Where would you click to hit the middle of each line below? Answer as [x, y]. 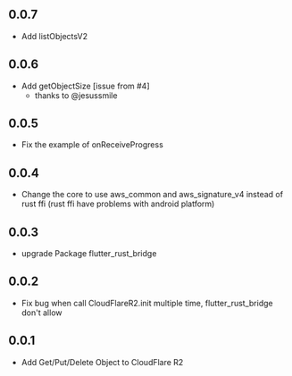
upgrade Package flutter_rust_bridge [89, 254]
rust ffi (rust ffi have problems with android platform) [118, 204]
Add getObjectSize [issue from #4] [85, 86]
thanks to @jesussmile [76, 95]
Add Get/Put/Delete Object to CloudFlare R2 [102, 362]
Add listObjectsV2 [54, 36]
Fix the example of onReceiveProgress [92, 145]
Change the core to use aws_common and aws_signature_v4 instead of [152, 195]
